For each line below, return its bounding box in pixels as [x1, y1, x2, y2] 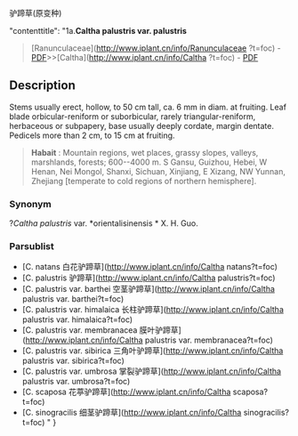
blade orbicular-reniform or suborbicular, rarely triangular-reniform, [9, 110, 256, 122]
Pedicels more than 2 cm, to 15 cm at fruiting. [9, 130, 175, 141]
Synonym [9, 198, 52, 210]
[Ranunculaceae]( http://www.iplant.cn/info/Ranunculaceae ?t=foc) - [30, 43, 282, 53]
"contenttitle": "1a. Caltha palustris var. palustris [9, 26, 187, 36]
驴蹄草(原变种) [9, 8, 62, 18]
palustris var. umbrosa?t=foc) [21, 376, 131, 387]
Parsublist [9, 240, 55, 253]
